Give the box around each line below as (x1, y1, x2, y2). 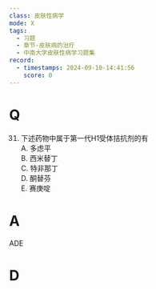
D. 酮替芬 (20, 173, 51, 183)
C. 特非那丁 (20, 163, 58, 173)
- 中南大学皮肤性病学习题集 (16, 49, 95, 57)
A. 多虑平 (20, 143, 51, 153)
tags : (9, 26, 27, 34)
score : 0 (23, 71, 53, 79)
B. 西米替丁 (20, 153, 58, 163)
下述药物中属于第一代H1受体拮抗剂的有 (20, 133, 149, 142)
